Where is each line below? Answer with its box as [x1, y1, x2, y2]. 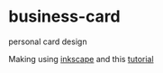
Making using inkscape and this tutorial [8, 53, 154, 64]
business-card [8, 6, 121, 27]
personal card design [8, 36, 87, 47]
